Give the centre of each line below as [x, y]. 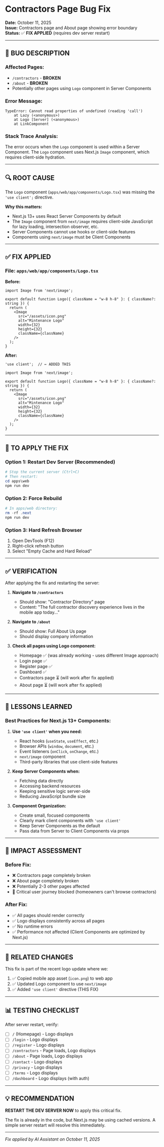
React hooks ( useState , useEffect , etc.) [59, 741]
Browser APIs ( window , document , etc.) [57, 746]
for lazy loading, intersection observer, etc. [55, 227]
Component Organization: [39, 805]
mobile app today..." [40, 612]
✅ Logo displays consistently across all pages [58, 920]
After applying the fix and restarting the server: [52, 583]
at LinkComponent [31, 124]
